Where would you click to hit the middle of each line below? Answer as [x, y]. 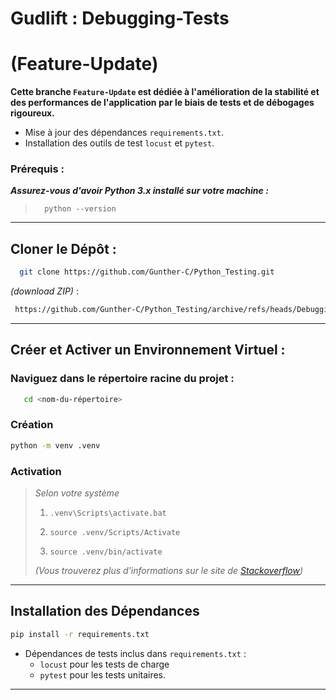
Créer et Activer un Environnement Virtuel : [148, 350]
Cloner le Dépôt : [63, 248]
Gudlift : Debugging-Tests [120, 18]
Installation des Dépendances [105, 611]
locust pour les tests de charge [104, 664]
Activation [36, 471]
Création [32, 425]
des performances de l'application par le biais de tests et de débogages [162, 103]
